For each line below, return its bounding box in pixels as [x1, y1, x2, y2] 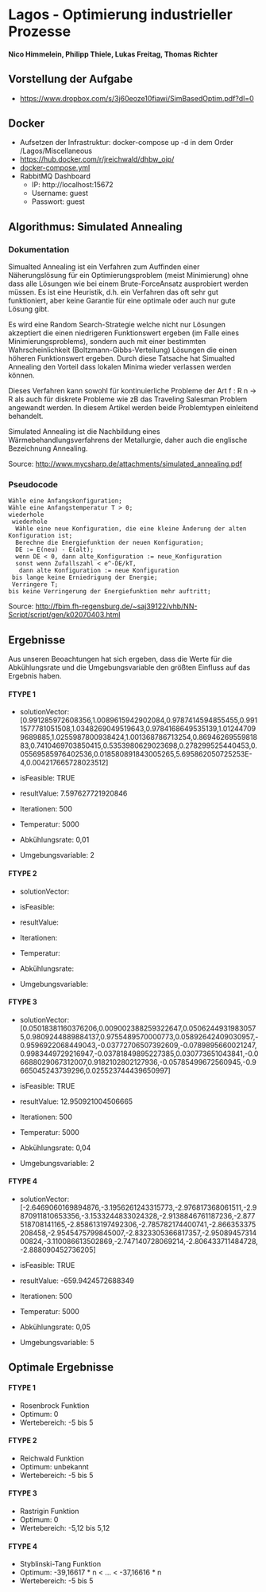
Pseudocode [8, 479, 58, 491]
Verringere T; [11, 581, 59, 589]
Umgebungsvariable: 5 [19, 1338, 95, 1348]
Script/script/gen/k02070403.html [8, 610, 121, 620]
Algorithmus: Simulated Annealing [8, 220, 183, 233]
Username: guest [31, 189, 89, 198]
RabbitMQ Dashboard [19, 171, 91, 181]
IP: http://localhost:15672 [31, 180, 114, 190]
